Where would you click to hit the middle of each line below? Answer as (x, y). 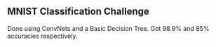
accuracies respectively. (42, 36)
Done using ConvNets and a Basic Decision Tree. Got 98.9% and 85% (108, 28)
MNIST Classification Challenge (78, 12)
